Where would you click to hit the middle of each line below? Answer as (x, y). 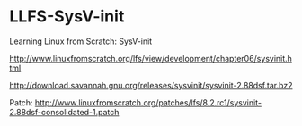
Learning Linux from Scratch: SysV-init (81, 41)
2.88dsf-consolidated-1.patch (64, 112)
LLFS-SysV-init (67, 17)
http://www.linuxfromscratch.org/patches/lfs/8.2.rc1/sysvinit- (148, 102)
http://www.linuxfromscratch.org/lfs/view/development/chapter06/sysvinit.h (151, 58)
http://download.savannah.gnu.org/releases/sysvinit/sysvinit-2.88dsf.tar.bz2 (151, 85)
